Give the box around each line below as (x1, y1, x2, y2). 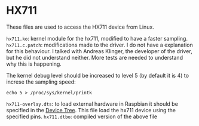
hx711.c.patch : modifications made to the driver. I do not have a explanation (6, 41, 193, 48)
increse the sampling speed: (6, 78, 76, 85)
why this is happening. (6, 60, 62, 67)
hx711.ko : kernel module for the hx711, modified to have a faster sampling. (6, 35, 188, 42)
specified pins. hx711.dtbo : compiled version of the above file (6, 113, 157, 120)
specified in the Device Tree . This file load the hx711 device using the (6, 106, 176, 113)
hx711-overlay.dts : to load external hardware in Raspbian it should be (6, 100, 178, 107)
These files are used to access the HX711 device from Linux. (6, 23, 154, 30)
